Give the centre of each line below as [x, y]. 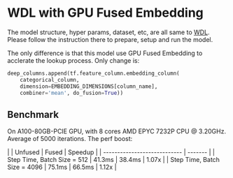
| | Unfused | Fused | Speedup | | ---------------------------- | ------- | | [111, 152]
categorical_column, [50, 80]
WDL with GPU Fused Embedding [106, 13]
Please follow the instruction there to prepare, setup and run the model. [110, 39]
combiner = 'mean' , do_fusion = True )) [72, 93]
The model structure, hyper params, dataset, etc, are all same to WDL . [108, 32]
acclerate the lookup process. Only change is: [73, 60]
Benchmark [33, 114]
